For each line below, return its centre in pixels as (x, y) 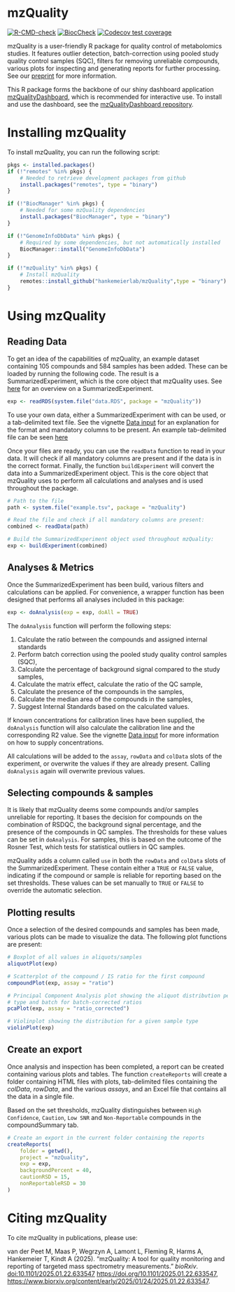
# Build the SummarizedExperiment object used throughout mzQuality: (111, 539)
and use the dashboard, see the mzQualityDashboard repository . (100, 104)
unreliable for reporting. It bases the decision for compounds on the (105, 817)
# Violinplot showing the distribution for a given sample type (103, 1021)
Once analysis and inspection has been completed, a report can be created (116, 1066)
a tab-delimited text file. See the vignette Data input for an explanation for (113, 422)
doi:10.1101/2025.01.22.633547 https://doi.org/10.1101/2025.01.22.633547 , (113, 1273)
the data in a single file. (41, 1096)
